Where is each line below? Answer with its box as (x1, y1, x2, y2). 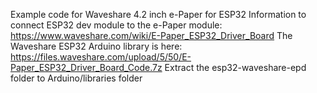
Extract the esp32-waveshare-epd (164, 62, 307, 73)
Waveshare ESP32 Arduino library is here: (10, 40, 183, 52)
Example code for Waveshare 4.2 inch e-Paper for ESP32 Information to (10, 9, 307, 20)
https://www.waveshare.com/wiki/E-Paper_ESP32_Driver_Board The (10, 30, 293, 41)
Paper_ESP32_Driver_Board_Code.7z (10, 62, 163, 73)
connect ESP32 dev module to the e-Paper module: (10, 19, 223, 31)
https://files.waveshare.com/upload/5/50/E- (10, 51, 192, 63)
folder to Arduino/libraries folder (10, 72, 143, 84)
